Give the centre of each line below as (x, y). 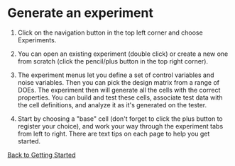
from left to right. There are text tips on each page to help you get (114, 134)
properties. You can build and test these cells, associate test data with (120, 97)
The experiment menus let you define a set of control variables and (116, 75)
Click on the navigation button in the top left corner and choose (110, 32)
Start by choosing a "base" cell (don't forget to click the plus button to (120, 119)
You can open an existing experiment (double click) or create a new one (123, 54)
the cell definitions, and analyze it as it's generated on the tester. (112, 105)
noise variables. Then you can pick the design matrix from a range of (119, 82)
